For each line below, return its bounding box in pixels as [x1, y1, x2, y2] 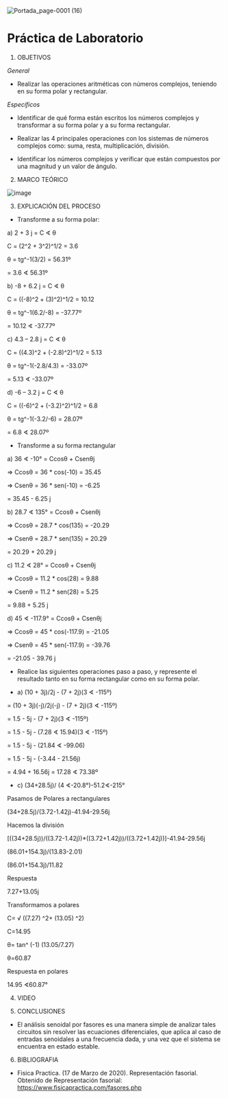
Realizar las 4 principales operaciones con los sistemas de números [16, 134, 209, 142]
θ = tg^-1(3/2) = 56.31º [7, 255, 71, 264]
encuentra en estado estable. [16, 1042, 101, 1050]
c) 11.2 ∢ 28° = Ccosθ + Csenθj [7, 561, 96, 569]
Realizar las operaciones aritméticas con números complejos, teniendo [16, 80, 217, 88]
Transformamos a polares [7, 900, 80, 909]
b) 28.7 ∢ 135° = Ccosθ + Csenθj [7, 508, 101, 516]
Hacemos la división [7, 821, 64, 829]
